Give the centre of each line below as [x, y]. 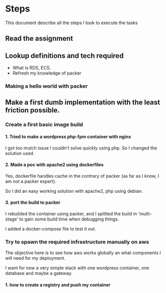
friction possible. [33, 111]
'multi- [145, 213]
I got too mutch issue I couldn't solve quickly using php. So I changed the [81, 148]
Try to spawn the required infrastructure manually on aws [77, 242]
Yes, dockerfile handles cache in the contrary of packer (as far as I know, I [82, 176]
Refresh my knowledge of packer [47, 73]
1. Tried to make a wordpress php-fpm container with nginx [68, 136]
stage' [12, 219]
